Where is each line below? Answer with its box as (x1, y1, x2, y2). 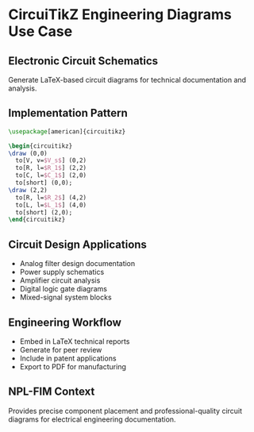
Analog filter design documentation (19, 259, 136, 268)
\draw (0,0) (8, 149, 48, 157)
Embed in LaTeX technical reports (19, 336, 130, 346)
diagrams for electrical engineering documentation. (8, 415, 176, 424)
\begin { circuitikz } (8, 141, 73, 150)
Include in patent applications (19, 353, 117, 363)
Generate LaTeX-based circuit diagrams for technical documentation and (8, 75, 247, 84)
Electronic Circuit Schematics (8, 54, 159, 67)
